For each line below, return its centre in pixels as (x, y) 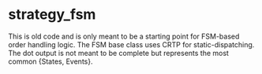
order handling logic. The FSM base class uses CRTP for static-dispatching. (131, 44)
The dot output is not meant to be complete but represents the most (118, 53)
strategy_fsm (52, 15)
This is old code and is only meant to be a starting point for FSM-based (124, 36)
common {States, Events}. (51, 61)
